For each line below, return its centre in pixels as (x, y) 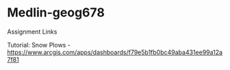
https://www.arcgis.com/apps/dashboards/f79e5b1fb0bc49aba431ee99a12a (115, 52)
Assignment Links (32, 32)
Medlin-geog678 (56, 13)
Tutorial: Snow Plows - (39, 45)
